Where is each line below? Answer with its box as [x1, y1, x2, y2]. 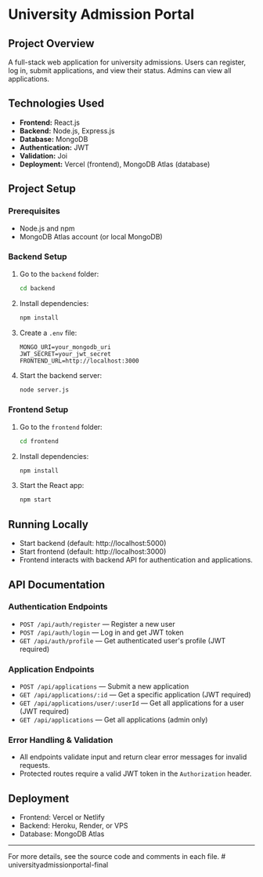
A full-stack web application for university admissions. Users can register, [8, 57, 247, 67]
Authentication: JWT [19, 143, 89, 152]
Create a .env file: [19, 328, 77, 337]
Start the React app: [19, 481, 85, 490]
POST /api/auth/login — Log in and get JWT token [19, 628, 184, 637]
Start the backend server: [19, 370, 103, 380]
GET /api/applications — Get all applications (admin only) [19, 715, 208, 725]
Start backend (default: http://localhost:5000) [19, 539, 167, 548]
